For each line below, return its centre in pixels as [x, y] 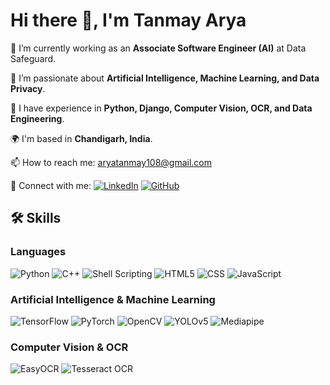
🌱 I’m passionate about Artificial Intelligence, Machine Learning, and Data [165, 78]
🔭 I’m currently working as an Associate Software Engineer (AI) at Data [158, 48]
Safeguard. [33, 58]
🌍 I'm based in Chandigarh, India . [81, 138]
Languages [38, 252]
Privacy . [28, 88]
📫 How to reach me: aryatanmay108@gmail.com [111, 162]
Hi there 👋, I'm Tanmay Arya [128, 20]
